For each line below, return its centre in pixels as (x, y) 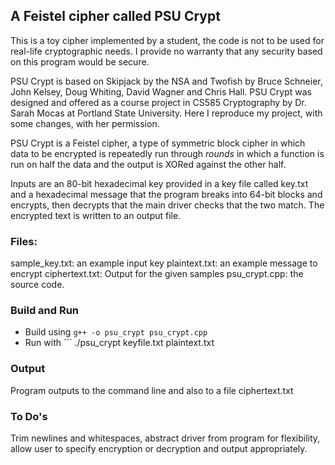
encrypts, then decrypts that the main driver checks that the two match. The (167, 205)
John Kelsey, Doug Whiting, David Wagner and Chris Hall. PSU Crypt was (161, 91)
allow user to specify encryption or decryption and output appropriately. (159, 448)
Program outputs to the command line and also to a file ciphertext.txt (152, 390)
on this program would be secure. (80, 61)
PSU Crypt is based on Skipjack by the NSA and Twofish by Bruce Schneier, (166, 81)
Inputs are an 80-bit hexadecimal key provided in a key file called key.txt (159, 183)
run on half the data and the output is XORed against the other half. (148, 164)
